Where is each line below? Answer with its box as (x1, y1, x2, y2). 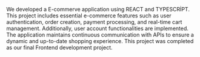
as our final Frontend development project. (6, 44, 113, 51)
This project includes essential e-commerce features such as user (6, 12, 172, 19)
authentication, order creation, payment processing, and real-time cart (6, 19, 182, 25)
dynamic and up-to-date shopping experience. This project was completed (6, 38, 194, 44)
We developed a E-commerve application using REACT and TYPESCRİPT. (6, 6, 190, 13)
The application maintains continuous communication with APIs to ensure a (6, 31, 194, 38)
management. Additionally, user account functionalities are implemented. (6, 25, 189, 32)
